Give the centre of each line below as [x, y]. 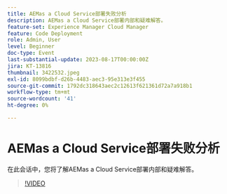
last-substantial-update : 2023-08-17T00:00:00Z [78, 60]
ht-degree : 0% [28, 105]
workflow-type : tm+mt [39, 92]
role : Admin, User [34, 40]
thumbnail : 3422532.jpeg [43, 72]
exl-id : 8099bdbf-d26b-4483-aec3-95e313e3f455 [76, 79]
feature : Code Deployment [45, 33]
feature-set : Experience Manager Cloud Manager [78, 27]
